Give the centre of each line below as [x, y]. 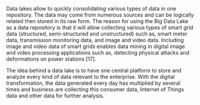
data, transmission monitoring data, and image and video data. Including [95, 40]
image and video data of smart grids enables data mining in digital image [96, 46]
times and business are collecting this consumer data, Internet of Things [95, 89]
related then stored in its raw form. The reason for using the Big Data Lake [97, 21]
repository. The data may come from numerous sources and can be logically [100, 15]
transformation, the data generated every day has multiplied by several [93, 83]
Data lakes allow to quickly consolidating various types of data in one [91, 9]
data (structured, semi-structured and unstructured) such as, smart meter [97, 34]
